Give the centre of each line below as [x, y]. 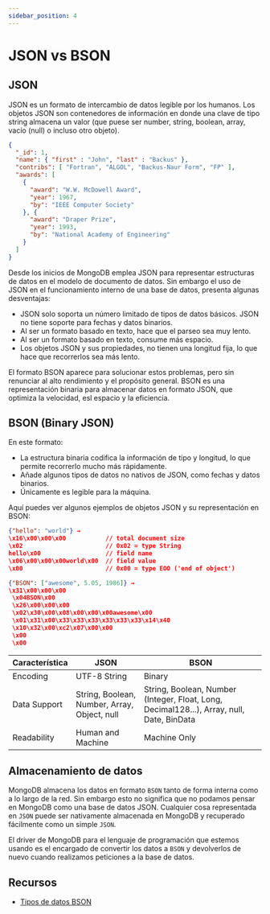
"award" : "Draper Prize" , [73, 220]
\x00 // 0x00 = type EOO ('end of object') [122, 568]
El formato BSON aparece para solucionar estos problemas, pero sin [121, 372]
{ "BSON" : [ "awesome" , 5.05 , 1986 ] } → [72, 583]
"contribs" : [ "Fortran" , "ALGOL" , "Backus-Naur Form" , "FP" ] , [125, 167]
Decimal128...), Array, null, [194, 709]
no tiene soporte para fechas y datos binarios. [96, 322]
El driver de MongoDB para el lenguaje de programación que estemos [124, 840]
